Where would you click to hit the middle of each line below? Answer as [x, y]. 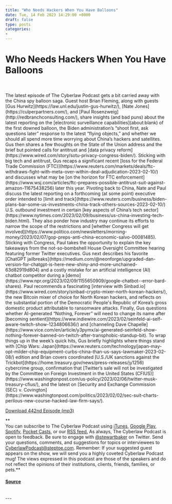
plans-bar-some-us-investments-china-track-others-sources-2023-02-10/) [85, 204]
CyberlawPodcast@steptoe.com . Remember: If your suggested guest [79, 448]
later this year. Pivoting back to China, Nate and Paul [111, 188]
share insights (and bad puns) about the [122, 117]
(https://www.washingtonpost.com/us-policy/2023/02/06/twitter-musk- [81, 379]
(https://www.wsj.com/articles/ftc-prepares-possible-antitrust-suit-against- [85, 182]
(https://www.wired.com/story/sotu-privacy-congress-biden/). [71, 155]
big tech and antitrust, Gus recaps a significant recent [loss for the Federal [84, 161]
